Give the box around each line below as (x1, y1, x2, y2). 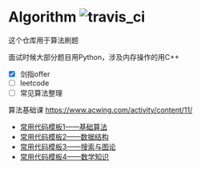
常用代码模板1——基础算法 (19, 122, 108, 132)
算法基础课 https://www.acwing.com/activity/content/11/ (8, 105, 193, 115)
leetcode (19, 78, 50, 88)
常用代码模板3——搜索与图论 (19, 142, 116, 151)
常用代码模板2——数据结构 (19, 132, 110, 142)
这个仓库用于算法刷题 (8, 35, 78, 45)
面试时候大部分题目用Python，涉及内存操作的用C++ (8, 52, 180, 61)
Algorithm (8, 8, 77, 26)
